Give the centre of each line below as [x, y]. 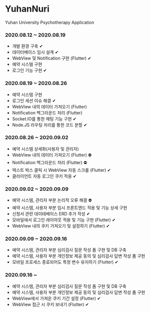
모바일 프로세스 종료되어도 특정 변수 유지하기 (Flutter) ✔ [65, 262]
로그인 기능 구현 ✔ [29, 70]
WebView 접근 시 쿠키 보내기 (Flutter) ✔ [50, 304]
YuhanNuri [27, 9]
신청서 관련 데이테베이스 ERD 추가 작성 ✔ [51, 214]
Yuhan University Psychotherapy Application [50, 22]
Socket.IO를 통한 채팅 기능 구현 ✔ [44, 119]
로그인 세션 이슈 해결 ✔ [34, 100]
